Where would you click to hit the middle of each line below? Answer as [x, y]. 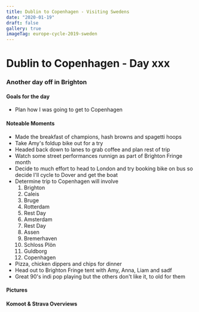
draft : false [22, 23]
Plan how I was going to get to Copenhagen [69, 110]
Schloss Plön [40, 244]
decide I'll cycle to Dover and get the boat [66, 175]
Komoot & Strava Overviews [42, 304]
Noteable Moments [30, 124]
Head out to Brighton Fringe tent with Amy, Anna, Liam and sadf [93, 270]
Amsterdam [38, 219]
